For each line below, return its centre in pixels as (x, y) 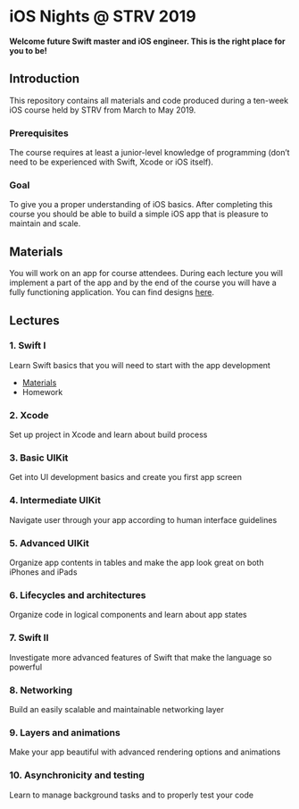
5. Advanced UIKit (49, 543)
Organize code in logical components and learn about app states (128, 615)
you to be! (28, 50)
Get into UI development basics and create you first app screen (126, 477)
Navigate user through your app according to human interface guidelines (143, 519)
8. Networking (41, 690)
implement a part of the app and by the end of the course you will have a (143, 282)
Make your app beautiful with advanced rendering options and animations (145, 752)
